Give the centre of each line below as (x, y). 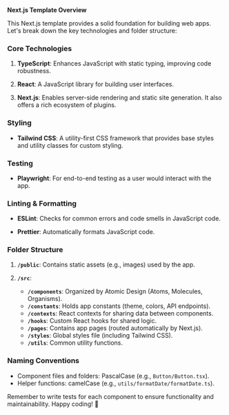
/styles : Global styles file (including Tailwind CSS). (100, 336)
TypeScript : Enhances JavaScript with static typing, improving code (114, 64)
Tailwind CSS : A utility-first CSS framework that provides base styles (115, 138)
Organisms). (45, 299)
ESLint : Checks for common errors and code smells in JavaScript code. (119, 219)
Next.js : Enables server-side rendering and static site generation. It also (119, 98)
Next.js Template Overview (47, 10)
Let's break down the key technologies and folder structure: (92, 31)
